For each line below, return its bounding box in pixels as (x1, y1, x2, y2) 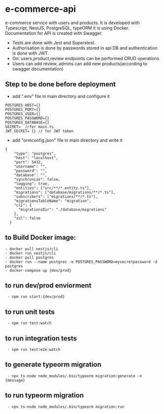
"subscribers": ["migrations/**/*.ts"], (14, 194, 98, 199)
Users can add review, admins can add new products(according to (12, 61, 148, 66)
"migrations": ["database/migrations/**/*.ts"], (14, 190, 116, 195)
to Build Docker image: (5, 233, 76, 242)
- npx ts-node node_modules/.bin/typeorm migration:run (7, 404, 125, 409)
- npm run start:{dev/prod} (7, 294, 65, 299)
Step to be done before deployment (5, 80, 116, 89)
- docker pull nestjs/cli (5, 246, 58, 252)
